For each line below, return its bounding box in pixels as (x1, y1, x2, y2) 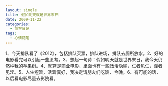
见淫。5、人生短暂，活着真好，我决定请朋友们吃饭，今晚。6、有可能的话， (5, 69, 161, 75)
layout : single (5, 7, 37, 13)
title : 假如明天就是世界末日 (5, 12, 59, 17)
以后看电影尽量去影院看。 (5, 75, 59, 81)
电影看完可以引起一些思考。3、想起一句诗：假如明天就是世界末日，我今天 (5, 56, 158, 62)
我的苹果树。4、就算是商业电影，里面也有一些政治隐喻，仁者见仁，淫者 (14, 63, 163, 69)
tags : (5, 31, 17, 36)
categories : (5, 21, 30, 27)
